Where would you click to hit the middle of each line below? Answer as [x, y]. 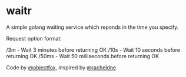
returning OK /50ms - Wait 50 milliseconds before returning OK [83, 56]
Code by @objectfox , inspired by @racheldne [61, 67]
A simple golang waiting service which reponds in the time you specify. [92, 27]
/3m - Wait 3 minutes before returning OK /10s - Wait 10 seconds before [93, 50]
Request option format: [34, 38]
